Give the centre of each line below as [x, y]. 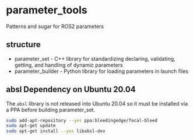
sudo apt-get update [31, 126]
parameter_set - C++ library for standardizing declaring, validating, [95, 58]
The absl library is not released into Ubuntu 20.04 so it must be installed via [97, 103]
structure [23, 45]
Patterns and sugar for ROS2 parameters [55, 26]
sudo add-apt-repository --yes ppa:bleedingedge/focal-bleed [82, 120]
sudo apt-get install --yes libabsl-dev [56, 131]
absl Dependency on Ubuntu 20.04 [71, 90]
